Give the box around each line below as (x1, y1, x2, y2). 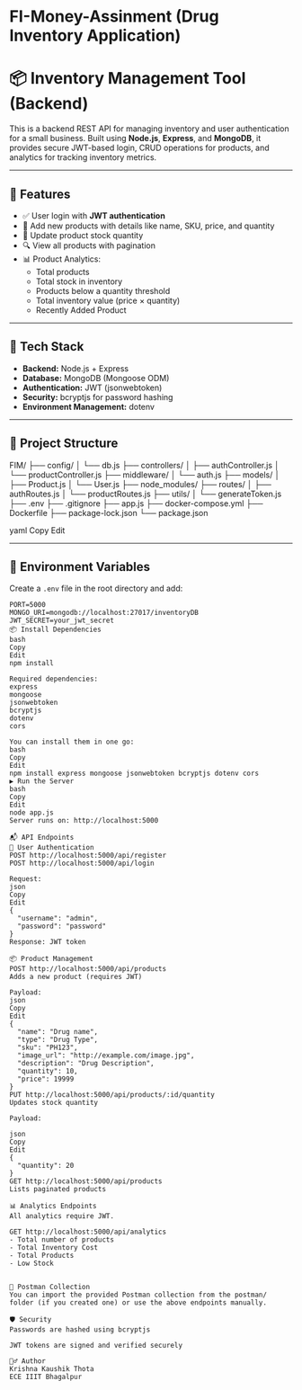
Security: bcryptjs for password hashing (22, 391, 173, 402)
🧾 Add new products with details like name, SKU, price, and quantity (22, 220, 275, 231)
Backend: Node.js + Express (22, 362, 129, 374)
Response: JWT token (9, 938, 87, 947)
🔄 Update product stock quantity (22, 229, 144, 240)
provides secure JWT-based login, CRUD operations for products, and (9, 142, 270, 154)
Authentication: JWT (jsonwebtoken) (22, 382, 163, 393)
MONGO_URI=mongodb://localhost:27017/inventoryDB (9, 609, 200, 618)
